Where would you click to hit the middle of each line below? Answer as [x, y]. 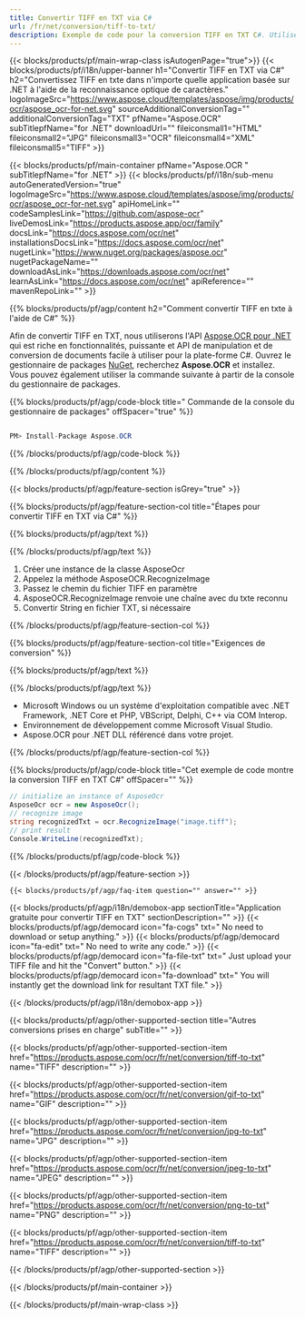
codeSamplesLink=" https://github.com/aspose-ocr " [107, 214]
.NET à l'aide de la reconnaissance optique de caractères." [119, 90]
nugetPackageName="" [54, 262]
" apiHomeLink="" [146, 204]
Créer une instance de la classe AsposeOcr [103, 569]
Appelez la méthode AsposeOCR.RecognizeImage [116, 579]
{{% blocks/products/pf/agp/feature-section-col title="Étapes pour [135, 507]
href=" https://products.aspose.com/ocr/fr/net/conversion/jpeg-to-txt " [141, 1168]
